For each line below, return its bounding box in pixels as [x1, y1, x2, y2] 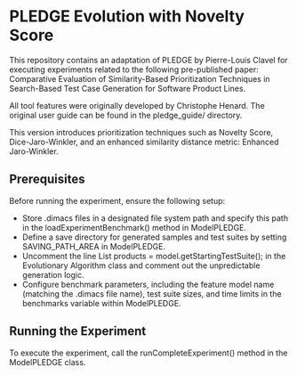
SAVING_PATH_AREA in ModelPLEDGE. [21, 240, 166, 251]
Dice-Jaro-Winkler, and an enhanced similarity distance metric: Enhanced [9, 136, 279, 147]
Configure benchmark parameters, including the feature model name [21, 279, 275, 289]
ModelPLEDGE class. [9, 356, 86, 367]
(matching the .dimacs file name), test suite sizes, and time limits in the [21, 288, 282, 299]
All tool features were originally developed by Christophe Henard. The [9, 100, 265, 110]
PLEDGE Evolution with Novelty [9, 6, 245, 27]
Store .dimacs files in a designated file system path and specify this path [21, 212, 289, 224]
